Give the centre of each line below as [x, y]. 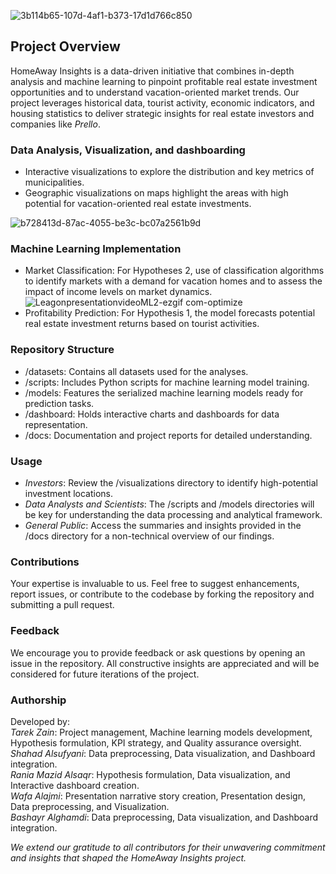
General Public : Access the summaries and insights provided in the [163, 525]
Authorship [38, 700]
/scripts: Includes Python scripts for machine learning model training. [167, 382]
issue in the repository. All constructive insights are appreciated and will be [165, 663]
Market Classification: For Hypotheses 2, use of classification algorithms [174, 271]
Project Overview [65, 46]
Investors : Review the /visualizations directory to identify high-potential [171, 483]
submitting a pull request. [62, 605]
